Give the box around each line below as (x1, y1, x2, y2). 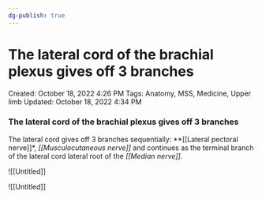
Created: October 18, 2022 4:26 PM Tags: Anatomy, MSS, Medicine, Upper (8, 88, 252, 98)
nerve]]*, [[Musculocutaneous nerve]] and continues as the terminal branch (8, 143, 254, 152)
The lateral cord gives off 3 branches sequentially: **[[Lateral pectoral (8, 134, 238, 144)
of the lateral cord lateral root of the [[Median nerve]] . (8, 151, 183, 160)
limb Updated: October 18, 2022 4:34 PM (8, 96, 142, 107)
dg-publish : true (8, 11, 65, 20)
